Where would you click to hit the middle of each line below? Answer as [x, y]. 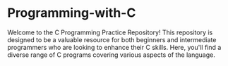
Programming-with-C [72, 13]
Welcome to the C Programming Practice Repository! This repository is [110, 32]
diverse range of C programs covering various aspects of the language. [111, 55]
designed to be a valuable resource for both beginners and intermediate [112, 39]
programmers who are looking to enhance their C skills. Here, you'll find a [114, 47]
